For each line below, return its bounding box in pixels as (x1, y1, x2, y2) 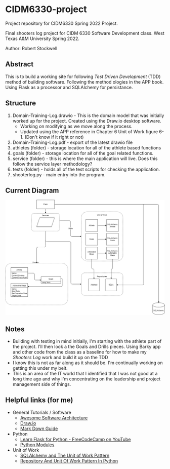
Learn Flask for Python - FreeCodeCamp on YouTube (20, 436, 131, 442)
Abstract (5, 60, 34, 69)
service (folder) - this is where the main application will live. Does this (12, 155, 158, 162)
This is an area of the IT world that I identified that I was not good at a (12, 370, 158, 376)
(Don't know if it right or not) (24, 134, 84, 140)
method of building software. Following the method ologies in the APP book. (5, 79, 164, 85)
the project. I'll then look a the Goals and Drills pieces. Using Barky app (12, 343, 161, 349)
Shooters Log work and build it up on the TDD (12, 354, 108, 360)
